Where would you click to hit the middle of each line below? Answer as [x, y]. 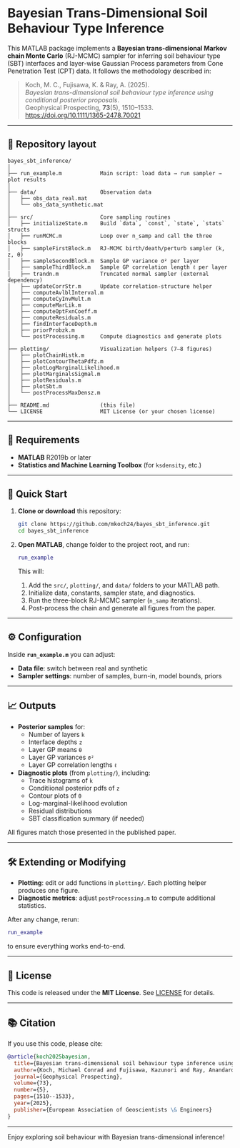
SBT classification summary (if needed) [86, 818]
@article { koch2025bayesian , [49, 1057]
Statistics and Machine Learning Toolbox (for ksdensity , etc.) [110, 465]
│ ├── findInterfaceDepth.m [52, 324]
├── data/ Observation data [80, 192]
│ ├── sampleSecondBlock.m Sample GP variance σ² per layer [104, 261]
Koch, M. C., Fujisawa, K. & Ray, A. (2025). [87, 84]
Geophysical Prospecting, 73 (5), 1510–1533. [89, 107]
